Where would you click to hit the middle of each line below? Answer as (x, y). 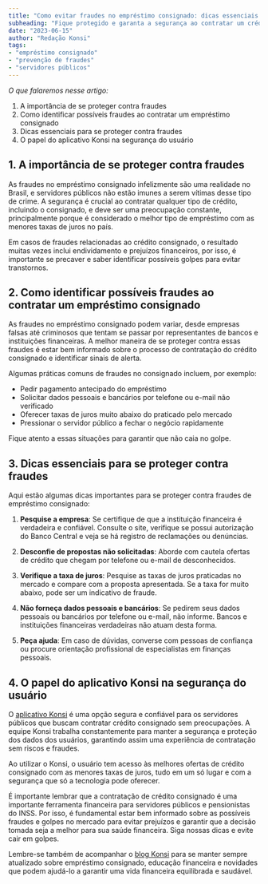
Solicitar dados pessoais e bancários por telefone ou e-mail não (125, 398)
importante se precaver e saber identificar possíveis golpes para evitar (124, 259)
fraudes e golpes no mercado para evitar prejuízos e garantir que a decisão (132, 822)
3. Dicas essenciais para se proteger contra (118, 464)
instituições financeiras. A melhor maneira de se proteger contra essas (124, 341)
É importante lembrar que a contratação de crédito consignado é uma (123, 796)
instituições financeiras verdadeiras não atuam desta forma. (118, 625)
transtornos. (28, 268)
